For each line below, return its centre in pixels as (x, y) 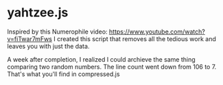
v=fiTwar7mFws (30, 38)
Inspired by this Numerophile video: (57, 32)
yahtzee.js (38, 13)
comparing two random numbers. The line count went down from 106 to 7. (112, 66)
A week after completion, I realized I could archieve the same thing (101, 59)
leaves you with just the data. (48, 46)
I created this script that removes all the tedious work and (135, 38)
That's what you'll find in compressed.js (63, 74)
